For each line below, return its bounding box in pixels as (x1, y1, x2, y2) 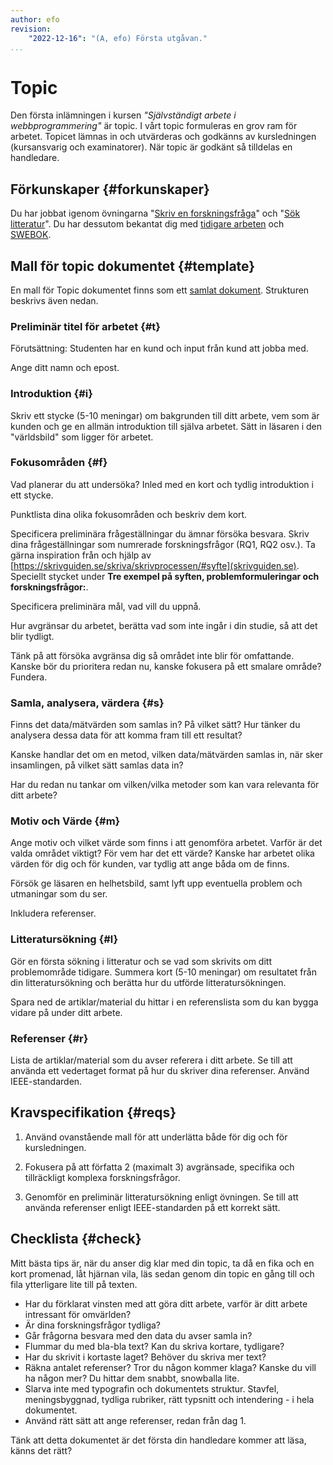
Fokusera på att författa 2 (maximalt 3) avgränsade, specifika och (24, 1161, 295, 1173)
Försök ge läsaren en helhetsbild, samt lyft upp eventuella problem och (10, 877, 303, 890)
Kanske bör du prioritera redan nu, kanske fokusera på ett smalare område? (10, 660, 322, 672)
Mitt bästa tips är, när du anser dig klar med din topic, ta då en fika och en (10, 1257, 315, 1269)
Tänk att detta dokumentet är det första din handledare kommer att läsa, (10, 1434, 307, 1446)
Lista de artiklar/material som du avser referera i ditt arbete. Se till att (10, 1054, 293, 1066)
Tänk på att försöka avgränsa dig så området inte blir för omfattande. (10, 649, 295, 661)
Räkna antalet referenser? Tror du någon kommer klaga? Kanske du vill (24, 1361, 317, 1373)
